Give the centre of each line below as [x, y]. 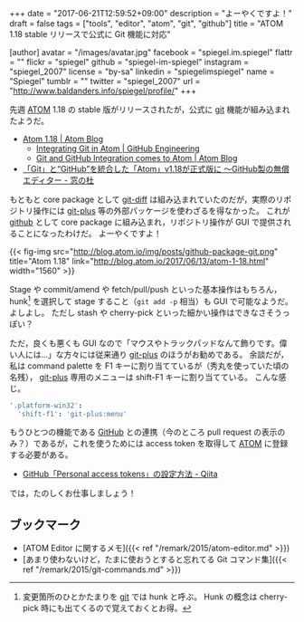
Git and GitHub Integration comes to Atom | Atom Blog [137, 158]
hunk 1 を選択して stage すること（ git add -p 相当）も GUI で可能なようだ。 [151, 300]
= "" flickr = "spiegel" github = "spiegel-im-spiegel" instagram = [129, 62]
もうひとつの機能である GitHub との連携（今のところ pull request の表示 [143, 432]
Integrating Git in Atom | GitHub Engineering [118, 148]
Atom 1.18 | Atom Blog [63, 139]
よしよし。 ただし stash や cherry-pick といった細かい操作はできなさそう [146, 312]
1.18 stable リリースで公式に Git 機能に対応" [90, 34]
